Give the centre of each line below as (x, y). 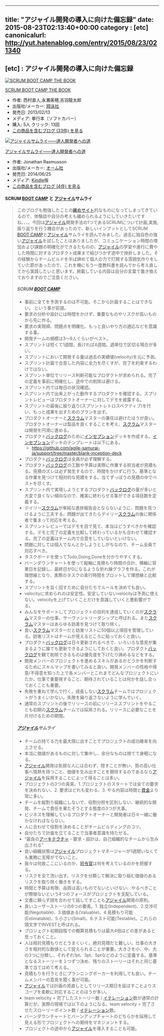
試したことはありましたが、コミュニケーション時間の (100, 241)
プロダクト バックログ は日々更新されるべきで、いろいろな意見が (88, 642)
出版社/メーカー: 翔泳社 (36, 106)
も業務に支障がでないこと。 (52, 857)
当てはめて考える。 (52, 968)
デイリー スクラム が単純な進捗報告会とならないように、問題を (86, 508)
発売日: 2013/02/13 (31, 113)
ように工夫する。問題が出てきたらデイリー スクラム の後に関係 (95, 514)
